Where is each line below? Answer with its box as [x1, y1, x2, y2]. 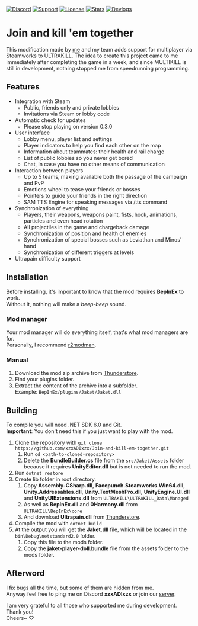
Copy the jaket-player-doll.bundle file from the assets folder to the [23, 545, 189, 552]
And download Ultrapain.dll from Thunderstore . [23, 513, 141, 521]
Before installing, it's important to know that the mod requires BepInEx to [6, 288, 184, 295]
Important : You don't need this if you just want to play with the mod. [6, 427, 173, 435]
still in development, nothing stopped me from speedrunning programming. [6, 65, 190, 72]
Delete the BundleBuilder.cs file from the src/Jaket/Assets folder [23, 457, 184, 464]
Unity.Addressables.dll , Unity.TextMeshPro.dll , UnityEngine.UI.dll [23, 488, 190, 495]
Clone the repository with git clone [14, 439, 103, 446]
